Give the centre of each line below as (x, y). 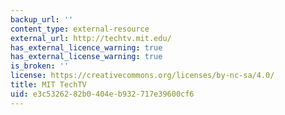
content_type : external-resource (80, 29)
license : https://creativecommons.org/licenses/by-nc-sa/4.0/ (142, 76)
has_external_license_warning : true (86, 57)
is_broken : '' (40, 66)
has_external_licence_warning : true (86, 47)
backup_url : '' (42, 19)
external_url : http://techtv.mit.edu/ (91, 38)
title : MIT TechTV (48, 85)
